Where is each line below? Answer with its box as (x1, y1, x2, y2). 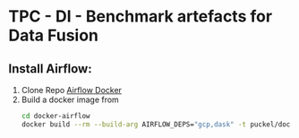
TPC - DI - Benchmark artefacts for (8, 6, 273, 27)
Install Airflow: (8, 61, 92, 76)
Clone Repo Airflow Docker (21, 85, 123, 95)
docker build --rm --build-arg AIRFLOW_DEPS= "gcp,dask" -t (21, 119, 247, 129)
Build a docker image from (21, 94, 120, 105)
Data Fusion (8, 25, 99, 46)
